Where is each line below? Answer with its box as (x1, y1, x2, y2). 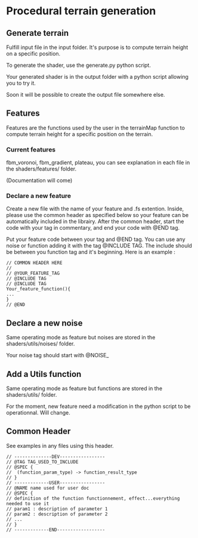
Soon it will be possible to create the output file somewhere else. (6, 91, 165, 98)
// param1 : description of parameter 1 (6, 506, 109, 512)
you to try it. (6, 79, 36, 86)
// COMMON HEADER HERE (6, 260, 63, 266)
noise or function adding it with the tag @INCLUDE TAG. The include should (6, 242, 193, 249)
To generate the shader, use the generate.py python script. (6, 61, 151, 69)
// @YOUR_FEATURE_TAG (6, 270, 60, 277)
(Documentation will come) (6, 177, 73, 184)
